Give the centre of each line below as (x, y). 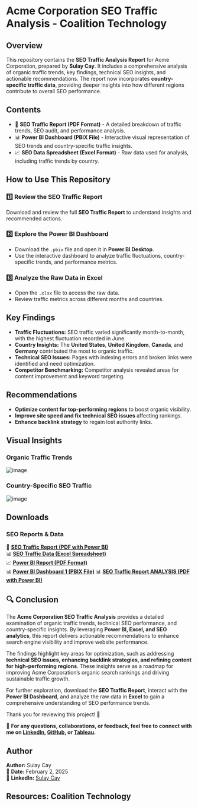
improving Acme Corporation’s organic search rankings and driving (88, 673)
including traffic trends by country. (57, 161)
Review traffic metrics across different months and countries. (89, 299)
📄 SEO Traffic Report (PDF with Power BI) (57, 547)
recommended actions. (34, 219)
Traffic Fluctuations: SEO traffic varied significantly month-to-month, (100, 332)
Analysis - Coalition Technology (87, 23)
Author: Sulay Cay (29, 765)
